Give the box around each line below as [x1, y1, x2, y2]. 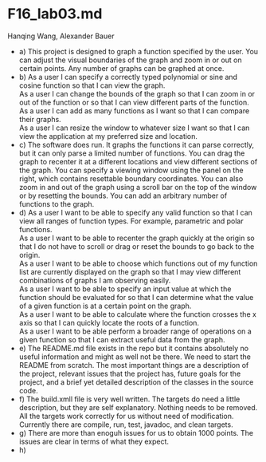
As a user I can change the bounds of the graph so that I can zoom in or [18, 89, 256, 98]
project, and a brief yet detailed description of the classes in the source [18, 377, 254, 387]
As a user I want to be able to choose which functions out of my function [18, 259, 258, 268]
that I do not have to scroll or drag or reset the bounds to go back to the [18, 241, 255, 251]
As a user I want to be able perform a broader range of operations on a [18, 326, 252, 336]
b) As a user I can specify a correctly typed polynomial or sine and [18, 72, 238, 81]
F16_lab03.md [7, 5, 103, 23]
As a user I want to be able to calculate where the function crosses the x [18, 309, 256, 319]
